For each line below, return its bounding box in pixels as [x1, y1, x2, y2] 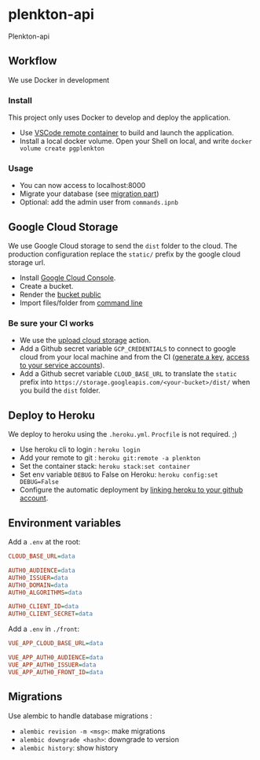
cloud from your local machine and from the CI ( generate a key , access [19, 352, 250, 362]
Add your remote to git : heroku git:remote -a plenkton [19, 453, 201, 463]
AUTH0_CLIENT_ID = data [8, 603, 79, 611]
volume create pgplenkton [19, 145, 104, 153]
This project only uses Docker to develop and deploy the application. [8, 113, 231, 123]
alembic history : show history [19, 743, 119, 752]
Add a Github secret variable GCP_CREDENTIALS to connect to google [19, 344, 236, 353]
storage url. [8, 258, 46, 267]
